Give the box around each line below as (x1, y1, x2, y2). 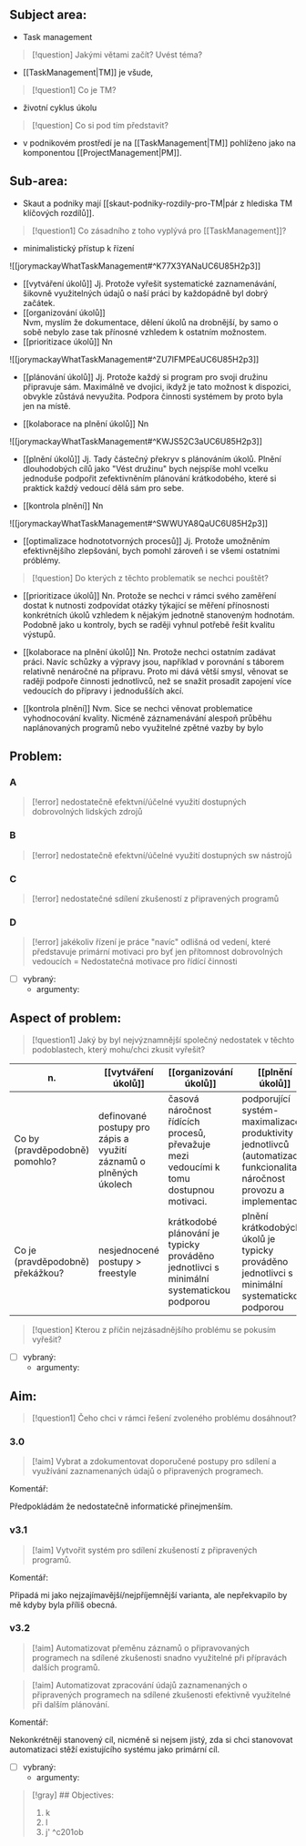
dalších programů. (31, 1662, 100, 1673)
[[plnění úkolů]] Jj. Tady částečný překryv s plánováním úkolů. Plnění (22, 453, 282, 464)
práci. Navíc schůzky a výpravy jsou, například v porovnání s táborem (22, 656, 285, 667)
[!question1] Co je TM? (31, 84, 117, 95)
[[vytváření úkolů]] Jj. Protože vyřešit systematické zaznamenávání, (22, 278, 278, 289)
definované (98, 1110, 148, 1123)
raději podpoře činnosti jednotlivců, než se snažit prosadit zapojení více (22, 675, 292, 686)
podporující (241, 1092, 291, 1105)
